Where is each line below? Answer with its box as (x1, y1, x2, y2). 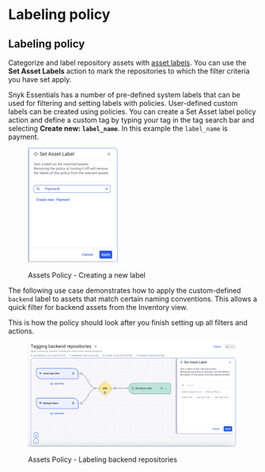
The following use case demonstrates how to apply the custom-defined (8, 286, 241, 295)
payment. (8, 132, 40, 142)
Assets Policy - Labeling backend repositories (28, 455, 178, 464)
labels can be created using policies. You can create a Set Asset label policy (8, 107, 256, 116)
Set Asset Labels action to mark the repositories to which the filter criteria (8, 66, 251, 76)
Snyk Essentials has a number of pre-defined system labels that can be (8, 90, 241, 100)
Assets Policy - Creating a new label (28, 270, 146, 280)
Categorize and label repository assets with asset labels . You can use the (8, 58, 247, 67)
